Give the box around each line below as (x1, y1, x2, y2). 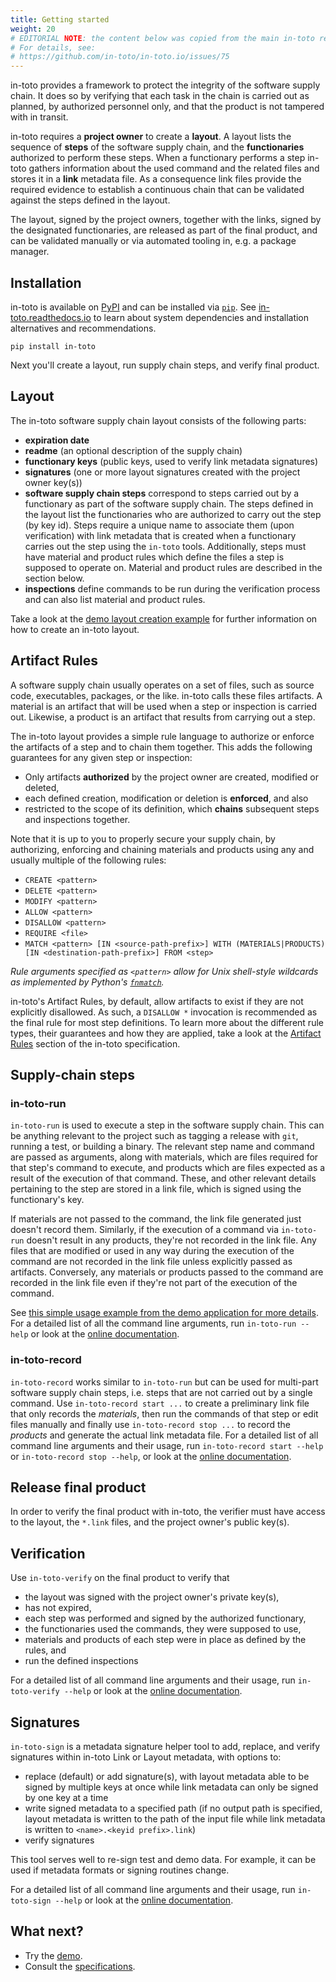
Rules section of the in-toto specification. (10, 1037, 181, 1050)
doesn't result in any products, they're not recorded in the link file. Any (26, 1234, 317, 1246)
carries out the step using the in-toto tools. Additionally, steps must (24, 540, 307, 552)
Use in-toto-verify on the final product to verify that (10, 1572, 230, 1584)
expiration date (24, 434, 90, 446)
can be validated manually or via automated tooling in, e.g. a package (10, 235, 297, 247)
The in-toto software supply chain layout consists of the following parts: (10, 414, 307, 426)
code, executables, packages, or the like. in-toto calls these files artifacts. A (10, 689, 323, 701)
